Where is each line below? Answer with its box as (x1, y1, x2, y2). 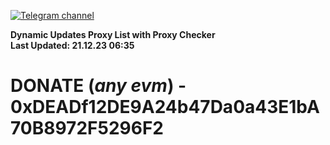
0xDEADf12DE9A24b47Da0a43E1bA (10, 96, 320, 119)
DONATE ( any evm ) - (10, 75, 187, 97)
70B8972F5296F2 (10, 117, 164, 140)
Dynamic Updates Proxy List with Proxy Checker (10, 29, 216, 40)
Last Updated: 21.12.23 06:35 (10, 40, 135, 51)
